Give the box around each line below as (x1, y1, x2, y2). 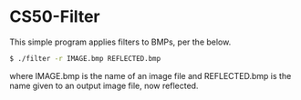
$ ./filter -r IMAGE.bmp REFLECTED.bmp (9, 54, 161, 63)
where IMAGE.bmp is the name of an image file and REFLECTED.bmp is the (9, 70, 292, 81)
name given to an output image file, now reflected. (9, 80, 199, 91)
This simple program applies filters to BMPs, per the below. (9, 36, 232, 47)
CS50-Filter (9, 6, 100, 27)
